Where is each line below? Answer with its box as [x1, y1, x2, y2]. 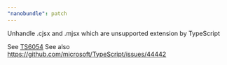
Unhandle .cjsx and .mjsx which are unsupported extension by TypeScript [7, 29, 221, 37]
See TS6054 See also [7, 42, 70, 50]
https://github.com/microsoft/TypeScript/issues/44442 [7, 50, 167, 58]
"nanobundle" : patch [7, 10, 68, 17]
